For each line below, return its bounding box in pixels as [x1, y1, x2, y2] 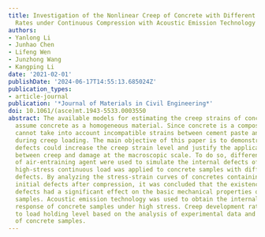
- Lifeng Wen [8, 48, 51, 56]
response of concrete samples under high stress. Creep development [15, 202, 245, 210]
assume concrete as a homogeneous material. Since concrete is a [15, 122, 235, 130]
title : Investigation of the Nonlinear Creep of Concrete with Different [8, 11, 256, 20]
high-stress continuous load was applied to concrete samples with [15, 166, 242, 174]
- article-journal [8, 92, 69, 100]
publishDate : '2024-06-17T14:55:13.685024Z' [8, 77, 157, 85]
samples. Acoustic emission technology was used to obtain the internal [15, 195, 259, 203]
